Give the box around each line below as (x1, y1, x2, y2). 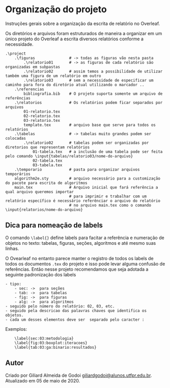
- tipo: (5, 281, 22, 287)
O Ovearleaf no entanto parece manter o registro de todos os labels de (5, 255, 154, 261)
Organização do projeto (5, 4, 107, 15)
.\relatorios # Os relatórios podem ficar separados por (14, 100, 163, 105)
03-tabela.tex (32, 162, 63, 168)
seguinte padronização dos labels (5, 271, 76, 277)
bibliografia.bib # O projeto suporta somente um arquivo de (23, 91, 163, 96)
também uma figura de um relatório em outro (5, 73, 101, 79)
